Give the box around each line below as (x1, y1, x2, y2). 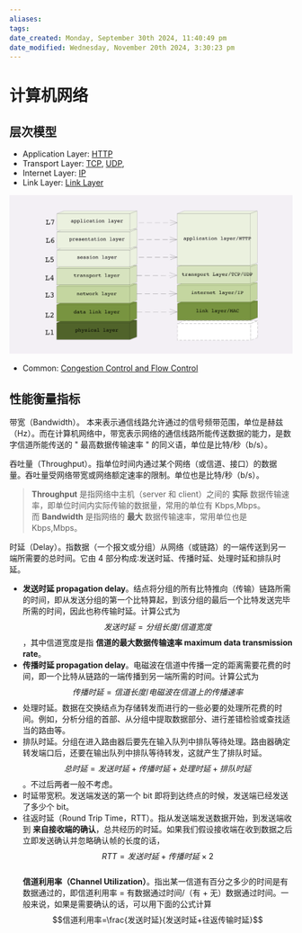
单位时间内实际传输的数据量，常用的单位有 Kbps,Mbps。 (55, 500, 265, 511)
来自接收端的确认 (32, 824, 96, 835)
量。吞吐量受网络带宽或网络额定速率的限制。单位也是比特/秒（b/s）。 (9, 470, 265, 480)
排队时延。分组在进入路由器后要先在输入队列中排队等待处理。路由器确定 (22, 736, 290, 747)
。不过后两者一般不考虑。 (22, 779, 118, 790)
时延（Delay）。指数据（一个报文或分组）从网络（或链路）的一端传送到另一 (9, 542, 287, 552)
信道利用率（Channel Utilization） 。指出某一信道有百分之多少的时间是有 (22, 876, 289, 887)
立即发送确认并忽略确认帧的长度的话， (22, 835, 164, 846)
